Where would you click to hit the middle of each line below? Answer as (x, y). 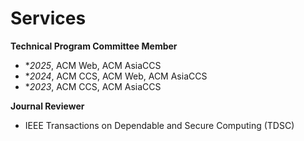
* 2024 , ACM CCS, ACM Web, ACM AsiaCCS (116, 76)
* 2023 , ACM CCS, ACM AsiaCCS (93, 86)
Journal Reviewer (47, 106)
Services (48, 18)
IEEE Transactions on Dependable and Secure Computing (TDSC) (159, 125)
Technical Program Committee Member (94, 46)
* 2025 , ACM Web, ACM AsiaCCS (93, 65)
